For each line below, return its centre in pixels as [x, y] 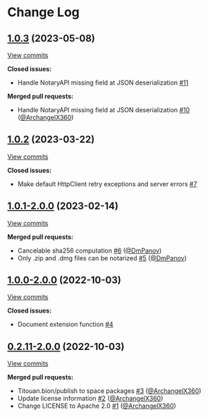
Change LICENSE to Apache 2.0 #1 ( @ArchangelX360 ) [97, 406]
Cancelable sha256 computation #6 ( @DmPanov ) [90, 250]
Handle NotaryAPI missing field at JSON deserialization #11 [103, 83]
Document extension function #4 [66, 325]
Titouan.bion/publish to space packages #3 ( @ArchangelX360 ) [109, 391]
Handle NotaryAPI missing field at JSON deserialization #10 [104, 110]
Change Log [43, 12]
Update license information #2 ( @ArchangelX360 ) [90, 399]
